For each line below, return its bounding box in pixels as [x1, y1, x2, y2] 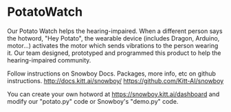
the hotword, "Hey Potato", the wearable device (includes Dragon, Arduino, [7, 34, 220, 42]
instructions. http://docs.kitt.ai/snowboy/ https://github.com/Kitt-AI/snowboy [7, 76, 224, 85]
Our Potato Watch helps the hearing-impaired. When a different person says [7, 27, 223, 35]
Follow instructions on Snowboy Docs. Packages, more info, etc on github [7, 69, 217, 78]
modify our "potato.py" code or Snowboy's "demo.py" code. [7, 97, 179, 105]
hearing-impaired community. [7, 56, 91, 64]
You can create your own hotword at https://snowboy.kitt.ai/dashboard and [7, 90, 220, 98]
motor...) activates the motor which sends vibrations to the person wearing [7, 41, 219, 49]
